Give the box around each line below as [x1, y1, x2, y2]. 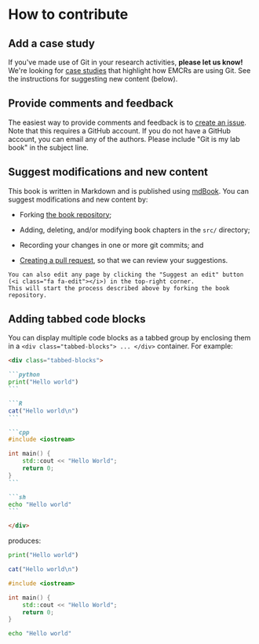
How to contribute [8, 5, 129, 24]
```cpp [8, 428, 30, 436]
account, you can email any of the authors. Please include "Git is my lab [8, 134, 241, 144]
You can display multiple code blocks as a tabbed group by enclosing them [8, 333, 251, 343]
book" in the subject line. [8, 143, 89, 152]
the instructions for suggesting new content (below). [8, 75, 178, 83]
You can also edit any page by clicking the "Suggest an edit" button [8, 271, 244, 278]
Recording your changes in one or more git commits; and [19, 240, 204, 249]
